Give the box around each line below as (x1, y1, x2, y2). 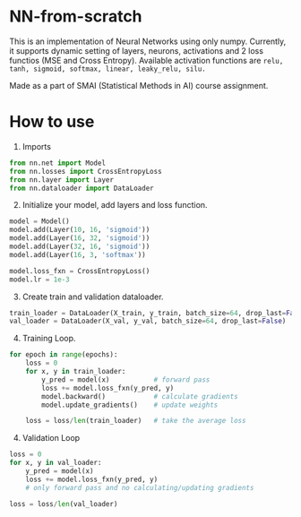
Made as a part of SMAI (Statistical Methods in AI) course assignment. (9, 80, 269, 90)
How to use (9, 112, 95, 132)
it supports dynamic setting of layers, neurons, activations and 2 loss (9, 45, 264, 56)
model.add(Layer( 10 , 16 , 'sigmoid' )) (9, 226, 150, 235)
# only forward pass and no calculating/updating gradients (25, 483, 254, 492)
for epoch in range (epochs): (9, 350, 118, 359)
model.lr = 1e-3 (9, 275, 70, 284)
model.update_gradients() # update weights (41, 401, 219, 409)
